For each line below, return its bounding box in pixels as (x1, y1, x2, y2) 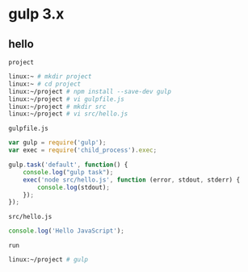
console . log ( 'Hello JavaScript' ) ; (8, 227, 125, 235)
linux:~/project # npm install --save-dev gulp (8, 87, 172, 95)
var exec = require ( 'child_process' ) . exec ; (8, 146, 158, 154)
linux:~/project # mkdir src (8, 103, 107, 111)
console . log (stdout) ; (37, 183, 111, 191)
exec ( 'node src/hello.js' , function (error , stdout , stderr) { (23, 175, 241, 184)
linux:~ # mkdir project (8, 73, 92, 81)
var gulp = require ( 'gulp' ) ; (8, 139, 107, 147)
